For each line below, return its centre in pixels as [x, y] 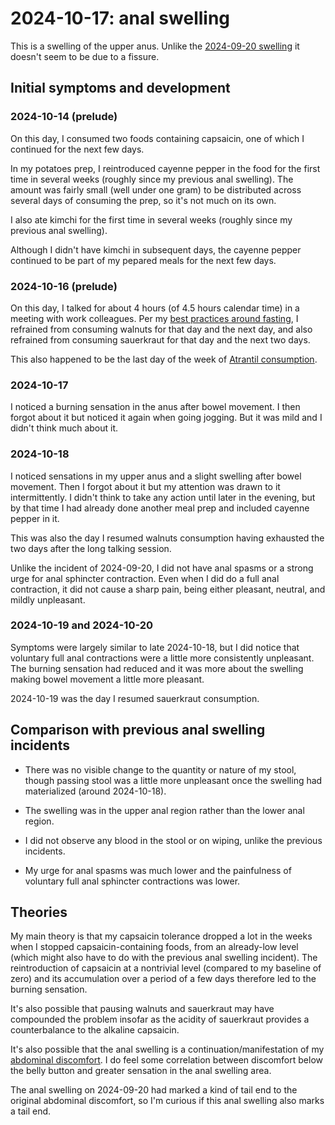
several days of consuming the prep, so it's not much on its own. [143, 200]
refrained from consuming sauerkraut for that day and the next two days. [160, 339]
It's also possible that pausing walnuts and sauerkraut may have [142, 1009]
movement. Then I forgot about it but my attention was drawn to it [145, 486]
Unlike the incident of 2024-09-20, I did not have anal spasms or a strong [162, 568]
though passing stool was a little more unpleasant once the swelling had [173, 780]
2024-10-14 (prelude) [64, 117]
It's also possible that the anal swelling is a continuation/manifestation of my [167, 1049]
